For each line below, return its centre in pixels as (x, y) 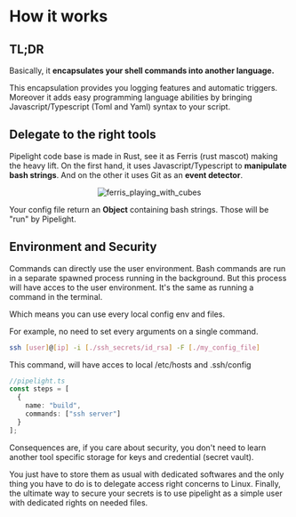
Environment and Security (83, 247)
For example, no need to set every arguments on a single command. (134, 331)
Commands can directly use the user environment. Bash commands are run (148, 268)
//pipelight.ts (37, 381)
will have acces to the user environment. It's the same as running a (132, 287)
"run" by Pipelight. (43, 219)
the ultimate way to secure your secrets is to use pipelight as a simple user (146, 493)
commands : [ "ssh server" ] (73, 414)
